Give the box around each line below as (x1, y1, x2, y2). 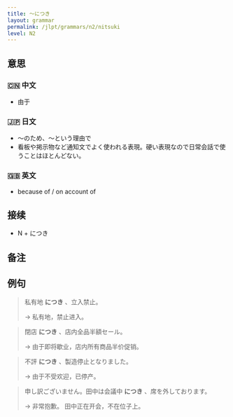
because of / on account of (17, 187, 97, 196)
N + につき (17, 229, 49, 238)
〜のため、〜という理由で (17, 134, 92, 142)
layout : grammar (7, 17, 55, 24)
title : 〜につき (7, 10, 50, 18)
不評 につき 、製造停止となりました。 (24, 357, 133, 365)
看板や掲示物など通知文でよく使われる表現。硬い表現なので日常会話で (17, 143, 220, 151)
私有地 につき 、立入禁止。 (24, 297, 102, 306)
